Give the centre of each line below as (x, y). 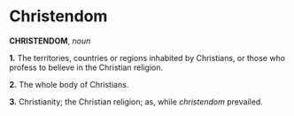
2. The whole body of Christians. (69, 84)
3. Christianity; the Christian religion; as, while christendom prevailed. (136, 101)
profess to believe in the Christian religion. (86, 67)
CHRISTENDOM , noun (50, 41)
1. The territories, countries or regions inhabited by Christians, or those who (147, 58)
